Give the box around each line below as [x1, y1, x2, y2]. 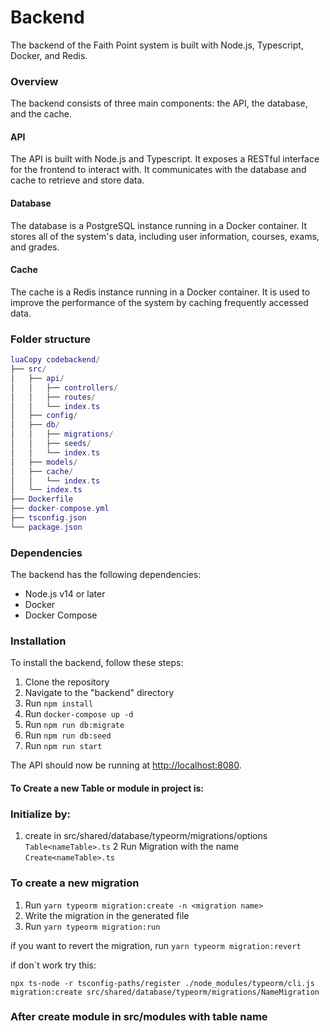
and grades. [10, 241, 60, 253]
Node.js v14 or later [24, 588, 106, 600]
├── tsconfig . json [10, 513, 87, 523]
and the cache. [10, 108, 73, 120]
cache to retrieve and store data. [10, 174, 145, 186]
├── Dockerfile [10, 494, 74, 505]
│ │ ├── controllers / [10, 382, 118, 393]
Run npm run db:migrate [24, 719, 125, 731]
